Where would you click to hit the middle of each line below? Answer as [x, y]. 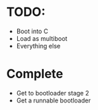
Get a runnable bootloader [53, 100]
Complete [35, 74]
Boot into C [32, 31]
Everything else [38, 46]
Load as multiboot [42, 38]
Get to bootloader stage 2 [53, 93]
